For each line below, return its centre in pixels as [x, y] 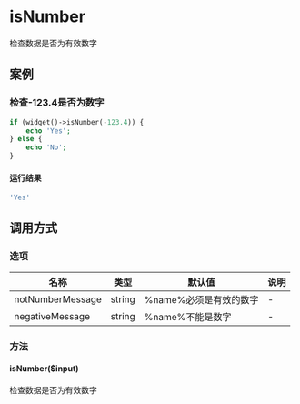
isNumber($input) [44, 369]
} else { [26, 139]
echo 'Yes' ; [48, 131]
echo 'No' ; [46, 147]
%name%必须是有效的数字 [201, 299]
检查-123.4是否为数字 [57, 103]
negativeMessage [52, 316]
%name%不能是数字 [188, 317]
